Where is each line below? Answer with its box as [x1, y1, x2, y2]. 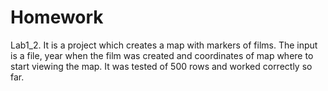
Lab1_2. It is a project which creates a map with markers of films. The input [10, 39, 318, 51]
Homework [10, 6, 104, 29]
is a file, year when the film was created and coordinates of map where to [10, 49, 314, 61]
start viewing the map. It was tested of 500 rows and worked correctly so [10, 60, 313, 72]
